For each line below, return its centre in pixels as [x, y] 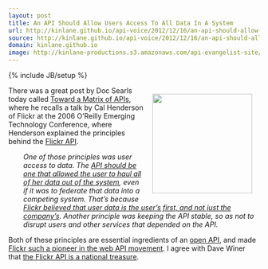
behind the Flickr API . [43, 141]
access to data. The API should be [80, 165]
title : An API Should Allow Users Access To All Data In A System [121, 23]
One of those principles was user [78, 157]
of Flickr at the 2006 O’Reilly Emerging [72, 116]
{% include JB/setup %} [48, 75]
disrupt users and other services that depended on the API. [121, 224]
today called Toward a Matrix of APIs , [70, 99]
